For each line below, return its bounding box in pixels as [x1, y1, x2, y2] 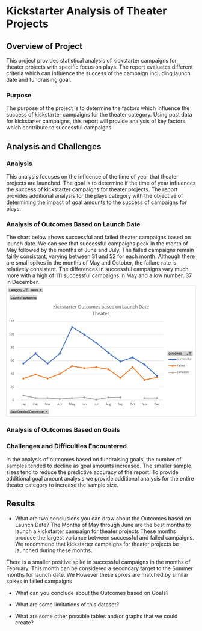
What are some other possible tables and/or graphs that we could [14, 612, 178, 620]
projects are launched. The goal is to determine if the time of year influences [6, 179, 196, 186]
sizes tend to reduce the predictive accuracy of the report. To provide [6, 468, 179, 476]
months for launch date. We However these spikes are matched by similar [6, 571, 189, 578]
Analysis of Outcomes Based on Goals [6, 426, 120, 434]
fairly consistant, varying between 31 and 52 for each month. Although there [6, 253, 195, 260]
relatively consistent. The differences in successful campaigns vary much [6, 266, 189, 273]
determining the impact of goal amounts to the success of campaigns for [6, 199, 187, 206]
